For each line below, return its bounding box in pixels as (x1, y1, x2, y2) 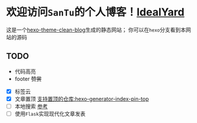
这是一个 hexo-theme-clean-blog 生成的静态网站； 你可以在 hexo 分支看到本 (6, 26, 186, 33)
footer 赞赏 (14, 75, 42, 82)
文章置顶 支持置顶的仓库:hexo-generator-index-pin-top (14, 95, 150, 102)
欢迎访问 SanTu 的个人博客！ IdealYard (6, 5, 185, 19)
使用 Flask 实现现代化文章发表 (14, 110, 86, 117)
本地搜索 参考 (14, 102, 48, 110)
